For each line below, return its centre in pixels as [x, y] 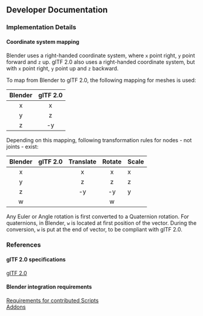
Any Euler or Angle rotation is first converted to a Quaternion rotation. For [98, 216]
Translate [83, 162]
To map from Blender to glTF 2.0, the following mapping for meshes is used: [101, 80]
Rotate [112, 162]
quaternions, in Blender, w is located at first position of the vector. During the [101, 223]
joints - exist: [22, 146]
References [24, 245]
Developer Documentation [57, 10]
